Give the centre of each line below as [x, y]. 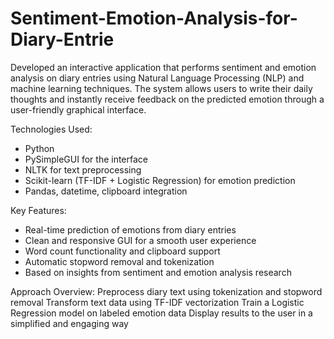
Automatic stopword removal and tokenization [119, 261]
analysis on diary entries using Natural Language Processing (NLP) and [157, 78]
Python [39, 148]
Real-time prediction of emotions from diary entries [130, 229]
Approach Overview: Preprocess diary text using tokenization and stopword [166, 291]
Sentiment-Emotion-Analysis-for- [154, 18]
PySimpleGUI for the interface [86, 159]
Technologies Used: [51, 129]
